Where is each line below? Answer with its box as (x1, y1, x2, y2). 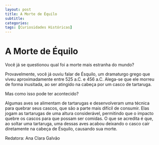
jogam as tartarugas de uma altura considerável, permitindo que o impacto (5, 111, 154, 116)
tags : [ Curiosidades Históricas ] (5, 25, 72, 30)
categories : (5, 20, 29, 26)
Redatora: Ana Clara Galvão (5, 135, 60, 141)
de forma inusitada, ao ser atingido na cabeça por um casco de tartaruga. (5, 82, 152, 87)
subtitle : (5, 16, 25, 21)
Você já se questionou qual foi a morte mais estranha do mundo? (5, 62, 134, 68)
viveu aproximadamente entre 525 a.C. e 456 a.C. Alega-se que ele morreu (5, 76, 155, 82)
